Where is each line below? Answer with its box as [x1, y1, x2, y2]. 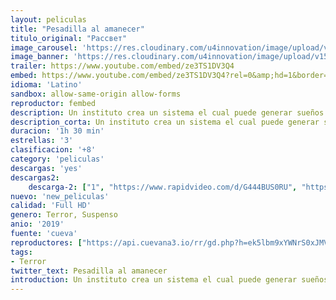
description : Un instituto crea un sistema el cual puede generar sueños [10, 107, 325, 118]
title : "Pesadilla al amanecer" [10, 24, 145, 34]
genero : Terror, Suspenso [10, 210, 118, 220]
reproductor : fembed [10, 98, 97, 108]
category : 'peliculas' [10, 154, 105, 164]
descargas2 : [10, 172, 60, 183]
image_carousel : [10, 42, 78, 53]
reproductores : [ [10, 237, 83, 248]
